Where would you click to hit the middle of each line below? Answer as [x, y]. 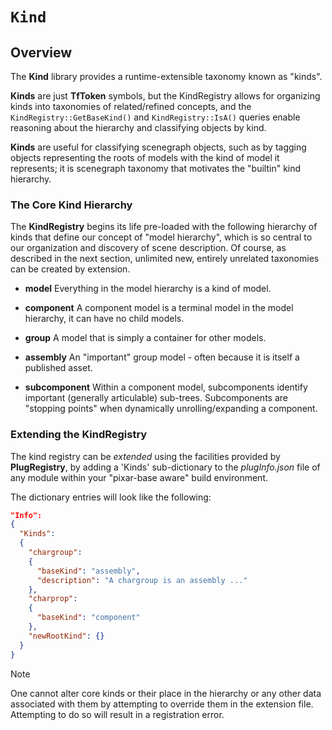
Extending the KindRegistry [79, 435]
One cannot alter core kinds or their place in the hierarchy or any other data [166, 693]
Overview [41, 52]
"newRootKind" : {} [66, 636]
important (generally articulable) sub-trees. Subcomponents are [156, 398]
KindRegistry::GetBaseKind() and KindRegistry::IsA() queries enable [155, 117]
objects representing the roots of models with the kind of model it [145, 157]
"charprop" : [53, 599]
